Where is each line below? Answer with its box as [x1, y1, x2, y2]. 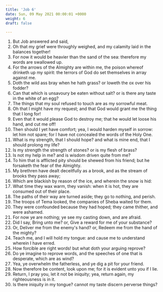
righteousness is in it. [12, 276, 55, 282]
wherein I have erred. [12, 240, 55, 246]
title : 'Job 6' [5, 7, 36, 12]
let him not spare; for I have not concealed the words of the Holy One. [12, 132, 153, 138]
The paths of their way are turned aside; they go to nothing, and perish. [12, 194, 156, 200]
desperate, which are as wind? [12, 256, 74, 262]
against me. [12, 75, 36, 81]
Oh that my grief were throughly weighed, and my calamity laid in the [12, 44, 151, 50]
